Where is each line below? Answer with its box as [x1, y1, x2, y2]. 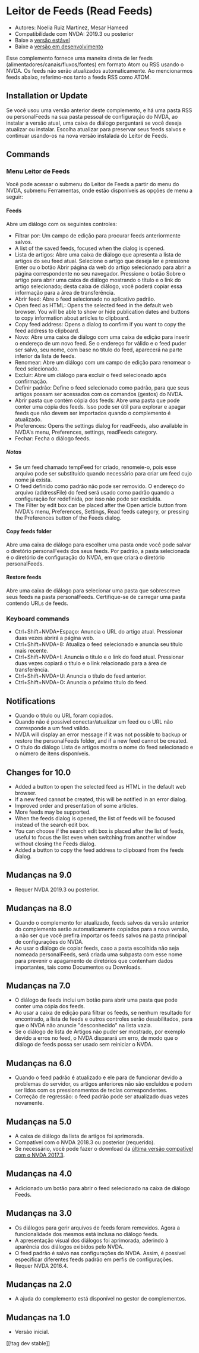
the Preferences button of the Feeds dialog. [14, 514, 122, 521]
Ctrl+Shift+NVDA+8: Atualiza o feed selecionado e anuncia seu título [14, 641, 183, 648]
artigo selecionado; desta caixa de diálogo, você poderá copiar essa [14, 282, 182, 290]
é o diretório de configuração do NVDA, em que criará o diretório [6, 554, 165, 561]
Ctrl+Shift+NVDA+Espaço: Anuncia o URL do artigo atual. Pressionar [14, 628, 183, 635]
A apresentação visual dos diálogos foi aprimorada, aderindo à [14, 1237, 169, 1244]
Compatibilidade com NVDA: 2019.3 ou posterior [14, 30, 134, 37]
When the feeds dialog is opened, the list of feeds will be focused [14, 814, 176, 821]
